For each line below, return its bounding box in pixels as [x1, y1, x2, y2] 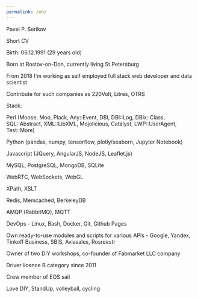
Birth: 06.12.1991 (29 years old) [6, 49, 82, 56]
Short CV [6, 37, 29, 44]
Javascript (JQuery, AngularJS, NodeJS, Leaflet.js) [6, 150, 132, 157]
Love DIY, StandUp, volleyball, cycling [6, 285, 101, 292]
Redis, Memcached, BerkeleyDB [6, 197, 86, 204]
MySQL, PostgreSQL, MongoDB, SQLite [6, 161, 104, 169]
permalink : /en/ [6, 8, 47, 15]
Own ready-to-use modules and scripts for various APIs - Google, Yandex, [6, 232, 191, 239]
